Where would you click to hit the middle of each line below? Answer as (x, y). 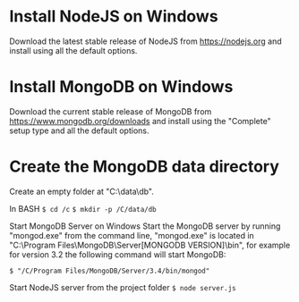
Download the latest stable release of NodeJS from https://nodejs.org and (145, 41)
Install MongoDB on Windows (121, 87)
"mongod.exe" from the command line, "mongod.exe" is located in (132, 235)
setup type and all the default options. (79, 130)
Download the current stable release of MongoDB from (111, 111)
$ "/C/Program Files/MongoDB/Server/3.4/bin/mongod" (110, 271)
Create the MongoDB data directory (145, 167)
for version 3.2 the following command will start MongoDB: (118, 254)
